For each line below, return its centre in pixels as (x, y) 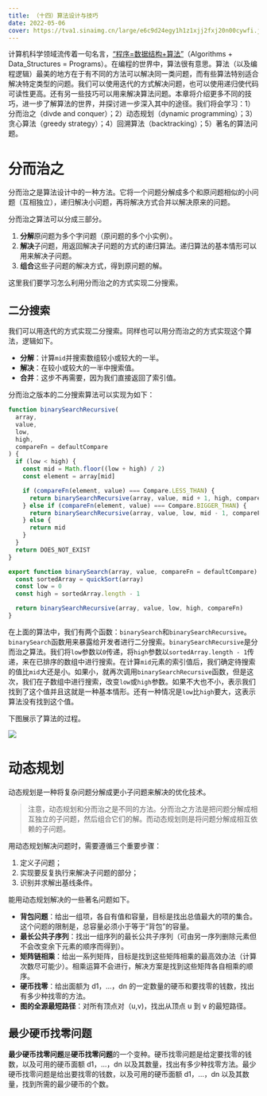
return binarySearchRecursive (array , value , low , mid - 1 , (129, 513)
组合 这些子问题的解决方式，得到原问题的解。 (93, 266)
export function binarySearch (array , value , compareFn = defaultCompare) (133, 571)
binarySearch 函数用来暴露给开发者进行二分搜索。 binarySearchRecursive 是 (130, 642)
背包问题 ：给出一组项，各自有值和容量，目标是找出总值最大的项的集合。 (138, 916)
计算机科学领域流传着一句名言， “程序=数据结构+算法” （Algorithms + (120, 54)
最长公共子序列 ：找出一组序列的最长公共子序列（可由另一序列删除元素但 (138, 936)
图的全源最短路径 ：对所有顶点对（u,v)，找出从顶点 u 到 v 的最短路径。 (135, 1006)
